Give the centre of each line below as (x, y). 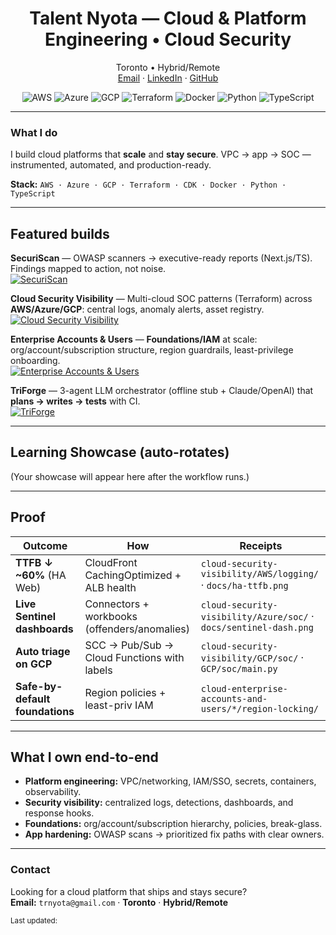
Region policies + (125, 692)
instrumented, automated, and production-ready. (111, 165)
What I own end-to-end (84, 757)
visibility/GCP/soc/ (249, 658)
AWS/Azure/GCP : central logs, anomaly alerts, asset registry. (137, 309)
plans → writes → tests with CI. (75, 401)
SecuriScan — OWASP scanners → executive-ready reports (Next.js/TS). (161, 258)
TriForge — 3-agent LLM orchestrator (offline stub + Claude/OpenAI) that (162, 391)
